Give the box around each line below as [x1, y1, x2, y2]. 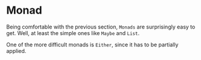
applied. [6, 47, 27, 54]
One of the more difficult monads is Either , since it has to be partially [6, 41, 179, 48]
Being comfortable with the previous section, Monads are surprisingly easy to [6, 23, 196, 30]
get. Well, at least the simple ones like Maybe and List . [6, 29, 140, 36]
